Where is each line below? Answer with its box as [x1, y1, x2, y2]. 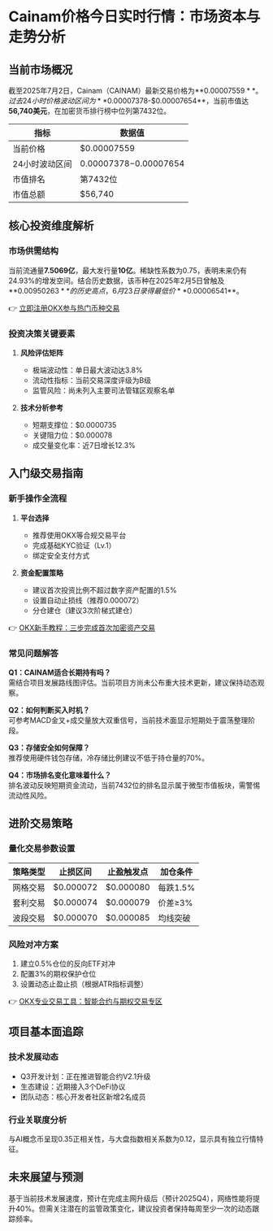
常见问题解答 [8, 647, 59, 659]
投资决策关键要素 [8, 328, 76, 339]
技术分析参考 [19, 402, 63, 412]
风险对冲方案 [8, 938, 59, 950]
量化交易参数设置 [8, 843, 76, 855]
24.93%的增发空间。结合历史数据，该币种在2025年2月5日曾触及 [8, 276, 225, 285]
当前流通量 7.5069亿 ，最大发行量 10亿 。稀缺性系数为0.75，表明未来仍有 [8, 265, 248, 275]
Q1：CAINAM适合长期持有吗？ [8, 668, 111, 677]
